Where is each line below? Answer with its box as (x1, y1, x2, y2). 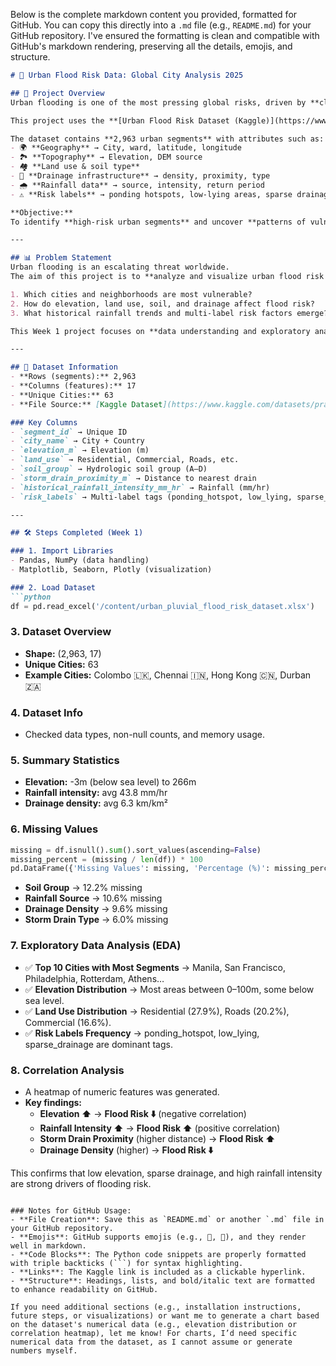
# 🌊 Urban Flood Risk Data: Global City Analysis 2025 (10, 70, 244, 80)
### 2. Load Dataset (10, 582, 97, 593)
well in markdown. (10, 1240, 87, 1251)
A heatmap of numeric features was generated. (24, 1085, 220, 1098)
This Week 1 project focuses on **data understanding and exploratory (10, 326, 311, 336)
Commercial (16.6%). (24, 1016, 112, 1028)
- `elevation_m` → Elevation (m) (10, 445, 150, 456)
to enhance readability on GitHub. (10, 1284, 159, 1294)
